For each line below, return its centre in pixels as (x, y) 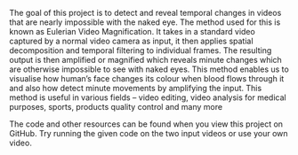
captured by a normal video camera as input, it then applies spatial (131, 41)
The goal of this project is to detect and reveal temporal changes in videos (145, 13)
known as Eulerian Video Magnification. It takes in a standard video (132, 31)
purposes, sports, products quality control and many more (116, 107)
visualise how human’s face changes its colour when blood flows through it (147, 78)
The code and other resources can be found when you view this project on (146, 124)
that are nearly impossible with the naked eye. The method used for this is (145, 22)
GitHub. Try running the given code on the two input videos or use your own (149, 133)
